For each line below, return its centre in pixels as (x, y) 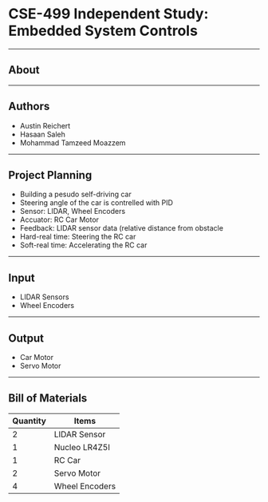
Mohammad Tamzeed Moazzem (73, 142)
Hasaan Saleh (43, 134)
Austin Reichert (45, 125)
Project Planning (50, 175)
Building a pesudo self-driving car (75, 194)
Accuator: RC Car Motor (59, 219)
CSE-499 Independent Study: (108, 14)
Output (26, 338)
